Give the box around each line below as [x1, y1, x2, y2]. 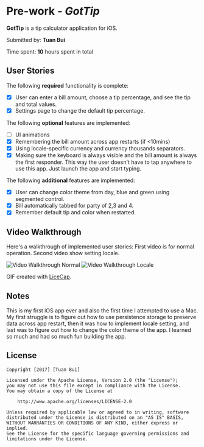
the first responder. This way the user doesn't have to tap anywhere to [15, 158, 192, 166]
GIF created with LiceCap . [6, 273, 72, 281]
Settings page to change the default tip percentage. [15, 107, 145, 114]
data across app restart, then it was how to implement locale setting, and [6, 320, 189, 327]
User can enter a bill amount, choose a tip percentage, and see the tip [15, 93, 191, 101]
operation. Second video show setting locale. [6, 250, 120, 257]
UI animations [15, 131, 50, 138]
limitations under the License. [6, 435, 88, 442]
